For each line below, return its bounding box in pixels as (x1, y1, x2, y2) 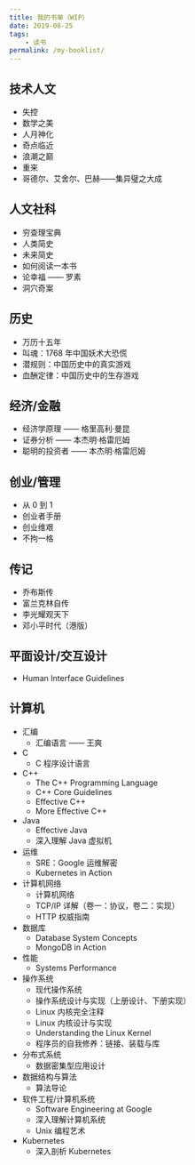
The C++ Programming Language (35, 777, 159, 788)
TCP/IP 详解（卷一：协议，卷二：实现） (35, 900, 180, 911)
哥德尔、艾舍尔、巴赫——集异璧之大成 (21, 173, 162, 183)
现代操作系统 (35, 984, 82, 994)
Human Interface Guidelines (21, 672, 125, 683)
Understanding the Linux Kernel (35, 1027, 152, 1038)
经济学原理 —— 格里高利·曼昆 (21, 423, 130, 434)
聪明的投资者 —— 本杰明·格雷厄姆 (21, 446, 146, 456)
